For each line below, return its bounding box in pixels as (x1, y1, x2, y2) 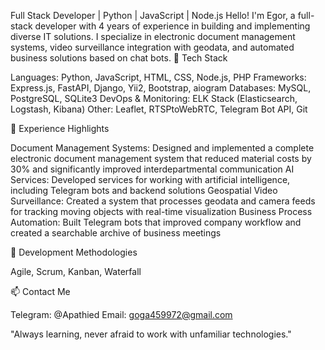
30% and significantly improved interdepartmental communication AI (10, 163, 295, 175)
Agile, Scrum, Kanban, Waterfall (10, 266, 142, 277)
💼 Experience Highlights (10, 123, 110, 134)
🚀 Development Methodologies (10, 246, 138, 258)
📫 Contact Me (10, 286, 71, 297)
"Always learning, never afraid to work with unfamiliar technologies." (10, 328, 292, 340)
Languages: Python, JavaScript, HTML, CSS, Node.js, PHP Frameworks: (10, 71, 307, 83)
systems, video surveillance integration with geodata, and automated (10, 41, 295, 53)
